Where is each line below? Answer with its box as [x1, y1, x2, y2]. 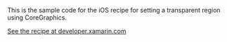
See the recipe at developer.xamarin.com [7, 27, 127, 35]
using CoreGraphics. [7, 13, 67, 22]
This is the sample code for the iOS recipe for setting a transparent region [7, 6, 221, 14]
